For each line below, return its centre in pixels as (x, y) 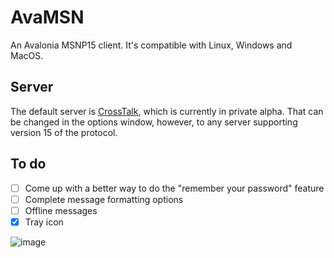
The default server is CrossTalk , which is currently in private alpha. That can (167, 111)
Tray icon (44, 222)
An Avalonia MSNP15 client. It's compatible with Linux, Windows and (151, 45)
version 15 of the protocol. (64, 132)
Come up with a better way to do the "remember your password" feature (174, 188)
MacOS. (27, 55)
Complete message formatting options (104, 199)
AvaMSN (47, 17)
